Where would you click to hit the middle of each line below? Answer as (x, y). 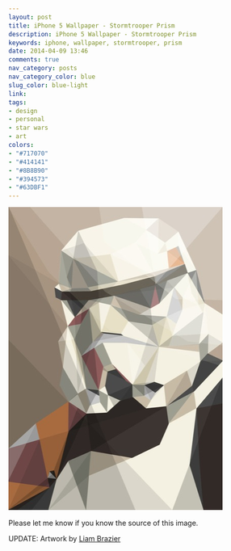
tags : (17, 102)
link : (17, 94)
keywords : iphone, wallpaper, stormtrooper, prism (95, 43)
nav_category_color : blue (52, 77)
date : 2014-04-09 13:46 (48, 51)
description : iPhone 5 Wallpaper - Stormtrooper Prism (103, 34)
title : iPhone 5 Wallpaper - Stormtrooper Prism (92, 25)
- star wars (28, 128)
